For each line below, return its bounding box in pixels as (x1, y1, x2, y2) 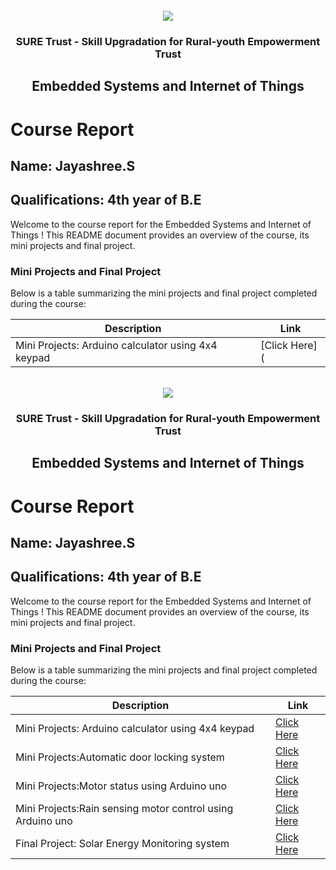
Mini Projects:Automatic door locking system (15, 750, 225, 764)
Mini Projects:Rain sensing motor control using (15, 802, 234, 815)
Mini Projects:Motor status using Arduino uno (15, 779, 228, 793)
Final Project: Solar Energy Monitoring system (15, 837, 230, 850)
